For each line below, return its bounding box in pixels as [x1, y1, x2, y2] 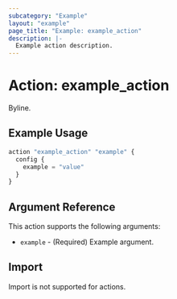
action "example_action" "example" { [8, 147, 135, 156]
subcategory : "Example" [8, 11, 88, 20]
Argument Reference [8, 200, 116, 214]
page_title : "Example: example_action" [8, 27, 142, 35]
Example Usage [8, 127, 88, 140]
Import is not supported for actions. [8, 281, 126, 291]
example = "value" [23, 163, 84, 171]
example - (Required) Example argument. [19, 237, 154, 247]
